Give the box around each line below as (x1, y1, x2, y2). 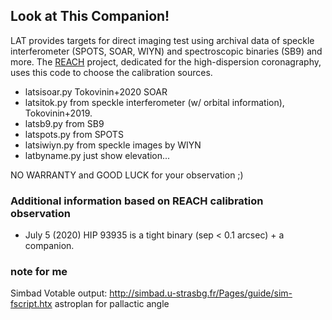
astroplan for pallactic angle (54, 298, 170, 310)
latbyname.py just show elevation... (24, 149, 171, 161)
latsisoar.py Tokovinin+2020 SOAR (24, 85, 168, 98)
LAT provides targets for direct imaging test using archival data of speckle (10, 34, 315, 46)
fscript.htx (10, 298, 53, 310)
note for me (10, 265, 68, 279)
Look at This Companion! (10, 8, 170, 25)
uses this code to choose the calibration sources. (10, 66, 213, 78)
